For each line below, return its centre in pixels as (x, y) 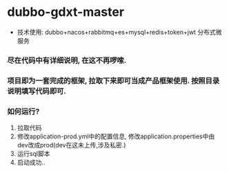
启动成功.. (31, 163)
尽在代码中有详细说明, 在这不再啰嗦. (67, 60)
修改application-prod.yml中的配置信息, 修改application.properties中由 (116, 136)
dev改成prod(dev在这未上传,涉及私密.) (71, 145)
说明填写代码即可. (37, 91)
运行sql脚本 (33, 154)
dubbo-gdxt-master (66, 12)
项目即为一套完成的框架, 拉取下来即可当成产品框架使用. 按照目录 (113, 80)
